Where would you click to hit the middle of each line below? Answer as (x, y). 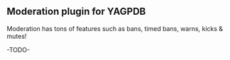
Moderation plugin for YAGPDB (76, 12)
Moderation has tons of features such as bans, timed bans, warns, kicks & (115, 28)
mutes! (17, 36)
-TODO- (18, 49)
